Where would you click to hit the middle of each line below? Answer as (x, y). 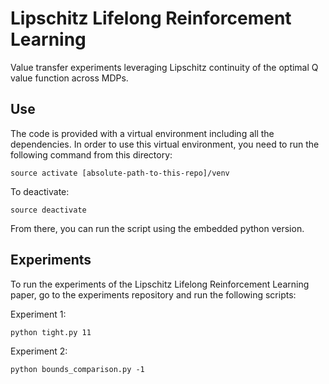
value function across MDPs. (69, 78)
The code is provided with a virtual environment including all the (142, 133)
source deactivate (48, 210)
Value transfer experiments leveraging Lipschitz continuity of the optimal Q (164, 67)
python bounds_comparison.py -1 (77, 369)
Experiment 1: (38, 314)
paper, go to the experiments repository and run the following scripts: (153, 294)
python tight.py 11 (51, 332)
